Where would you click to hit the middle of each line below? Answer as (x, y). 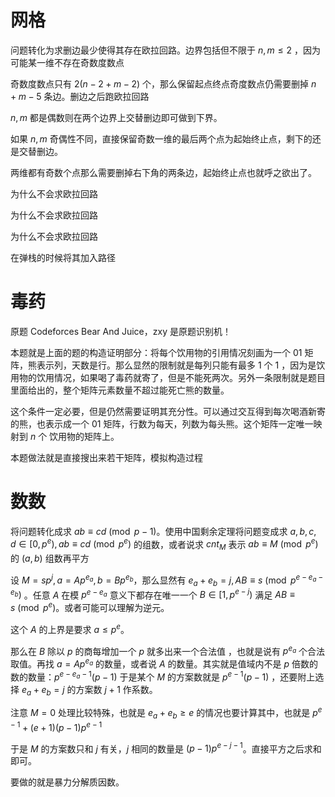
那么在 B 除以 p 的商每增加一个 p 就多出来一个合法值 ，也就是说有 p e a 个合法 (168, 650)
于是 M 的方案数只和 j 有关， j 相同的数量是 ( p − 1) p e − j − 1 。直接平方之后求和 (166, 748)
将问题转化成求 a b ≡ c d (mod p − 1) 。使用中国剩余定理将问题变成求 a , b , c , (163, 531)
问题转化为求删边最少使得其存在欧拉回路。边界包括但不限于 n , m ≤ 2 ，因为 (165, 50)
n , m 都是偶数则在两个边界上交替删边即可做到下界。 (116, 117)
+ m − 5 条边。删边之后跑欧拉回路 (80, 96)
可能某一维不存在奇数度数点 (67, 62)
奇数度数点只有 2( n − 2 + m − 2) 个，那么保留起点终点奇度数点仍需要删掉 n (163, 83)
